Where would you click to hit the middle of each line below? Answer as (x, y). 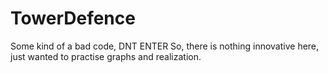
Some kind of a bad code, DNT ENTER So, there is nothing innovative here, (165, 46)
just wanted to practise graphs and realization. (106, 56)
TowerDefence (73, 18)
